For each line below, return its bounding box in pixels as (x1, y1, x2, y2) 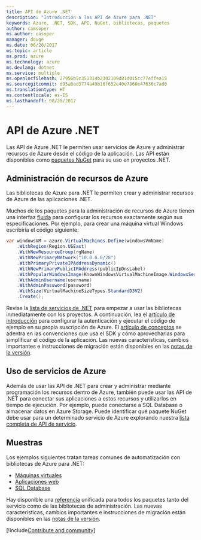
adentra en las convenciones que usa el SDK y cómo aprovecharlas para (6, 330, 185, 337)
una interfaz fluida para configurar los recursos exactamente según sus (6, 214, 183, 221)
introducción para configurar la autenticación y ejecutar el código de (6, 317, 175, 324)
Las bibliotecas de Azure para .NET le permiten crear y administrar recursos (6, 189, 194, 196)
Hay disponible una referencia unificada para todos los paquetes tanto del (6, 496, 189, 503)
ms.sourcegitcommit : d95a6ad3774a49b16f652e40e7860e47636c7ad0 (6, 81, 167, 87)
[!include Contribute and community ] (6, 526, 96, 533)
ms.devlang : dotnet (6, 64, 55, 71)
